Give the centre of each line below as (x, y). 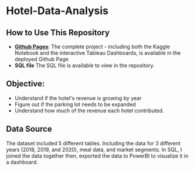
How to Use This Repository (58, 33)
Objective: (25, 84)
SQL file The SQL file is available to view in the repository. (84, 65)
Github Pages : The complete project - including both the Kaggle (92, 46)
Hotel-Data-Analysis (57, 11)
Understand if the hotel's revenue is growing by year (78, 98)
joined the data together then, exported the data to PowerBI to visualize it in (97, 156)
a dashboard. (22, 162)
